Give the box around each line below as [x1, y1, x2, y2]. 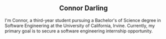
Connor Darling [59, 4, 108, 12]
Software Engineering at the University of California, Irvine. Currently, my [4, 22, 155, 28]
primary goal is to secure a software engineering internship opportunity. [4, 27, 153, 34]
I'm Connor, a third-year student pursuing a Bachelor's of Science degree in [4, 17, 161, 23]
